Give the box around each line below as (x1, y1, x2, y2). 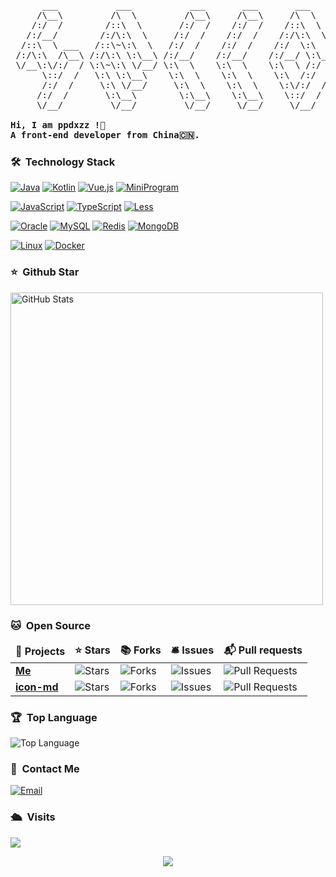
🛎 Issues (170, 643, 215, 657)
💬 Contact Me (10, 762, 80, 776)
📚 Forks (119, 643, 162, 657)
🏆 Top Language (10, 710, 98, 724)
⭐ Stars (74, 643, 111, 657)
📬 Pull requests (223, 643, 303, 657)
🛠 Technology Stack (10, 155, 116, 169)
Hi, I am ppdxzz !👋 (10, 120, 106, 130)
